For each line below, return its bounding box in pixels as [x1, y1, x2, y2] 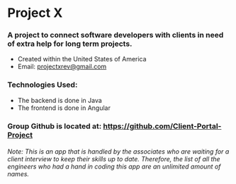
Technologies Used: [7, 80, 78, 90]
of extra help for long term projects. [7, 39, 133, 49]
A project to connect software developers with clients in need [7, 30, 224, 40]
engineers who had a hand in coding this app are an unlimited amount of [7, 162, 221, 171]
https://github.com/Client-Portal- [103, 121, 222, 131]
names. [7, 170, 30, 178]
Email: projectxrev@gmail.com [17, 62, 107, 71]
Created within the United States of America [17, 55, 147, 63]
